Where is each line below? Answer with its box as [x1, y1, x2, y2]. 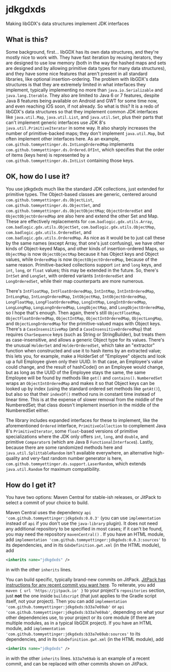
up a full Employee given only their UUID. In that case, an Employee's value [6, 358, 163, 365]
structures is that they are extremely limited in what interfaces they [6, 81, 146, 87]
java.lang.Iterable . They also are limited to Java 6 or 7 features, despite [6, 92, 160, 98]
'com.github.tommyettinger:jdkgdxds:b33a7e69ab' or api [6, 604, 125, 610]
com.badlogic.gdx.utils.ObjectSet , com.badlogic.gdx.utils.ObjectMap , [6, 224, 156, 230]
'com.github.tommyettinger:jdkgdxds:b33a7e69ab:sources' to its [6, 631, 140, 637]
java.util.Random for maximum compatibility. [6, 466, 101, 472]
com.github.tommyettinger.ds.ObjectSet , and [6, 202, 101, 208]
